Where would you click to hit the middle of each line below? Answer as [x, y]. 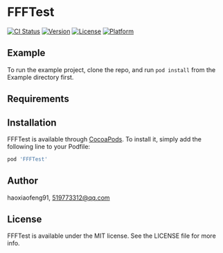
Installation [32, 122]
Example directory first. [41, 77]
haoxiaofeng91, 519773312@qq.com [59, 198]
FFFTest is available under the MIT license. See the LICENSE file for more [111, 236]
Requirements [38, 99]
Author [23, 181]
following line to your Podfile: [49, 146]
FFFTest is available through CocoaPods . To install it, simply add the [105, 139]
